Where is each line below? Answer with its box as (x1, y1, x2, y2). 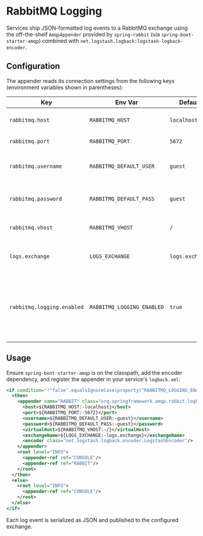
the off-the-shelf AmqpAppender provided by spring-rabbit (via (6, 30, 160, 38)
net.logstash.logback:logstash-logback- (80, 38, 184, 44)
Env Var (115, 98, 138, 107)
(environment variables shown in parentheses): (6, 84, 124, 91)
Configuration (6, 61, 60, 71)
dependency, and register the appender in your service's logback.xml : (6, 376, 181, 383)
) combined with (38, 37, 80, 44)
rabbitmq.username (9, 162, 62, 170)
